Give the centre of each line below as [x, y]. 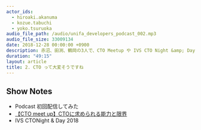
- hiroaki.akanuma [35, 17]
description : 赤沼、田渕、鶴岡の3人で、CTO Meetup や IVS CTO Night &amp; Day [101, 51]
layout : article [26, 61]
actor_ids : [20, 12]
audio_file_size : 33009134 [40, 39]
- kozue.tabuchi [32, 23]
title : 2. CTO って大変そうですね [45, 67]
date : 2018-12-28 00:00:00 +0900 [48, 45]
